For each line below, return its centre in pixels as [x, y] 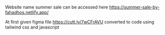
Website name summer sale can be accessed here [56, 7]
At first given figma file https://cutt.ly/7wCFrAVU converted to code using [80, 22]
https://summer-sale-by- [134, 7]
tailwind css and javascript [32, 27]
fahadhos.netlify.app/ [27, 12]
